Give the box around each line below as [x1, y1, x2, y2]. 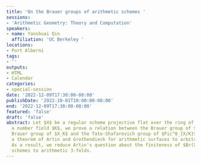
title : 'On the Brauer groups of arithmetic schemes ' [6, 8, 146, 15]
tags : [6, 53, 20, 59]
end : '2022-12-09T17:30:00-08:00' [6, 103, 93, 109]
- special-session [6, 87, 52, 93]
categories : [6, 81, 36, 87]
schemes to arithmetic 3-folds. [11, 147, 93, 153]
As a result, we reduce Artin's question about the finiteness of [11, 142, 181, 148]
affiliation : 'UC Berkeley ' [11, 36, 84, 42]
